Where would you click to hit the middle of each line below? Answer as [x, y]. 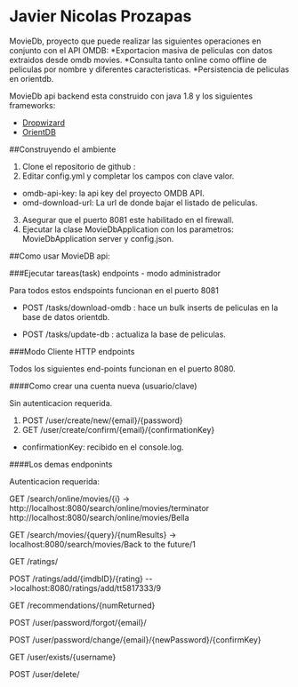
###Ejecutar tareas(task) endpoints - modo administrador [115, 273]
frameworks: [32, 105]
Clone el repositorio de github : [79, 166]
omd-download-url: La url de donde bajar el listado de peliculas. [140, 203]
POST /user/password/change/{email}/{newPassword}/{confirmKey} [135, 639]
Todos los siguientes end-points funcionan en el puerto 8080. [122, 368]
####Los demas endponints [61, 464]
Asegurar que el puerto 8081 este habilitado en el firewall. [128, 220]
